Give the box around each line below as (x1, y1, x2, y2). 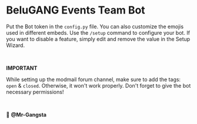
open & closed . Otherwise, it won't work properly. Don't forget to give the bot (6, 82, 191, 89)
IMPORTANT (6, 64, 38, 71)
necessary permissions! (6, 88, 64, 95)
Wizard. (6, 42, 25, 49)
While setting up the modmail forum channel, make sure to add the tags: (6, 76, 181, 83)
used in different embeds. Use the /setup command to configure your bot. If (6, 29, 190, 36)
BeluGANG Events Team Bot (6, 4, 145, 17)
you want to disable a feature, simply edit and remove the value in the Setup (6, 35, 191, 42)
